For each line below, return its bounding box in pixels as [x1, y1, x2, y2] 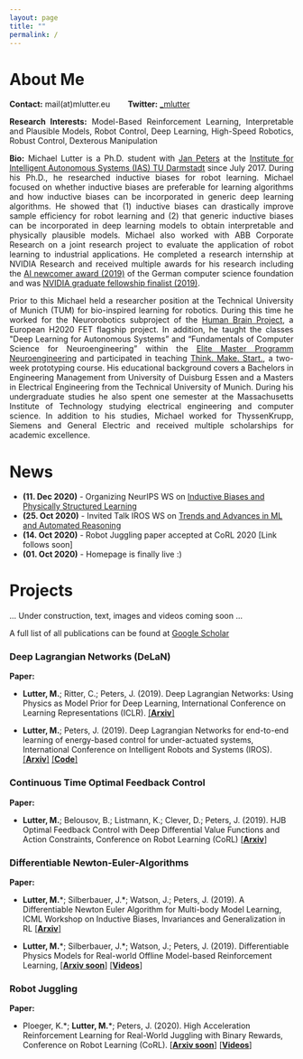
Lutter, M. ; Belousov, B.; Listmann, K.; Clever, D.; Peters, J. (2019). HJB [22, 814, 287, 825]
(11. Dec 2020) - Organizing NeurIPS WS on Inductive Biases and [22, 492, 265, 502]
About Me [9, 69, 85, 89]
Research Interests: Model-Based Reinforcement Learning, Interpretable [9, 117, 294, 127]
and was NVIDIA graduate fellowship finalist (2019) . [9, 277, 200, 289]
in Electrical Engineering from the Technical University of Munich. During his [9, 381, 294, 393]
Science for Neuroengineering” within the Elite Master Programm [9, 343, 294, 354]
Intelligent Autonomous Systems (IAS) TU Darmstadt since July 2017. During [9, 163, 294, 173]
